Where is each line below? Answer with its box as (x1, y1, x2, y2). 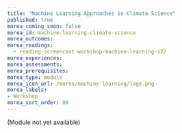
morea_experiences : (7, 55, 63, 62)
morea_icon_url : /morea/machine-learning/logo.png (7, 80, 155, 87)
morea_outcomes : (7, 36, 53, 43)
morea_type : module (7, 73, 63, 81)
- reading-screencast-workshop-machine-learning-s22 (13, 49, 167, 56)
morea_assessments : (7, 61, 63, 68)
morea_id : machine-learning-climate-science (7, 29, 136, 36)
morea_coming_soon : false (7, 23, 81, 29)
